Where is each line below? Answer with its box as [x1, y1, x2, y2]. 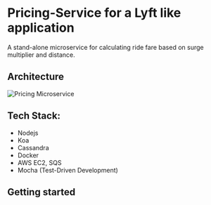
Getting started [7, 186, 76, 198]
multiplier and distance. [7, 51, 75, 59]
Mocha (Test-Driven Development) [17, 166, 118, 174]
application [7, 20, 75, 36]
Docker [17, 151, 39, 159]
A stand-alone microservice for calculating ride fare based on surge [7, 43, 204, 51]
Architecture [7, 71, 65, 83]
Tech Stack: [7, 110, 61, 122]
